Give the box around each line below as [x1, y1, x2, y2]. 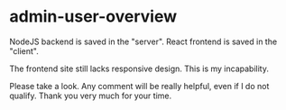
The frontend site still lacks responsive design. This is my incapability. [9, 63, 269, 74]
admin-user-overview [9, 6, 178, 27]
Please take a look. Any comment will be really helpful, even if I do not [9, 80, 270, 91]
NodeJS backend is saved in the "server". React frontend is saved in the [9, 36, 278, 47]
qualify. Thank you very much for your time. [9, 90, 172, 101]
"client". [9, 45, 39, 56]
